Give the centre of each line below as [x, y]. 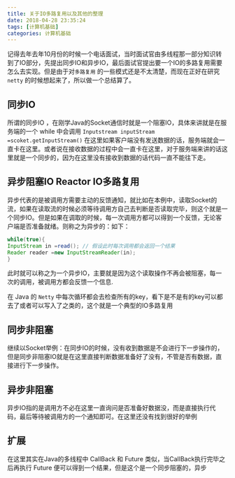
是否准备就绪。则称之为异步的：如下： [74, 226]
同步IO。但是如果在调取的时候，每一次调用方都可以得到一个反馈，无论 [114, 217]
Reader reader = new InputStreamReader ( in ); [72, 253]
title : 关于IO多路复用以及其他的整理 [55, 14]
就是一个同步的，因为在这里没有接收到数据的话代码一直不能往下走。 [111, 157]
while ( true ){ [26, 239]
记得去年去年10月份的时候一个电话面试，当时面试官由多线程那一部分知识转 [115, 54]
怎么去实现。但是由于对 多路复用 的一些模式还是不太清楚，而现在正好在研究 [114, 71]
